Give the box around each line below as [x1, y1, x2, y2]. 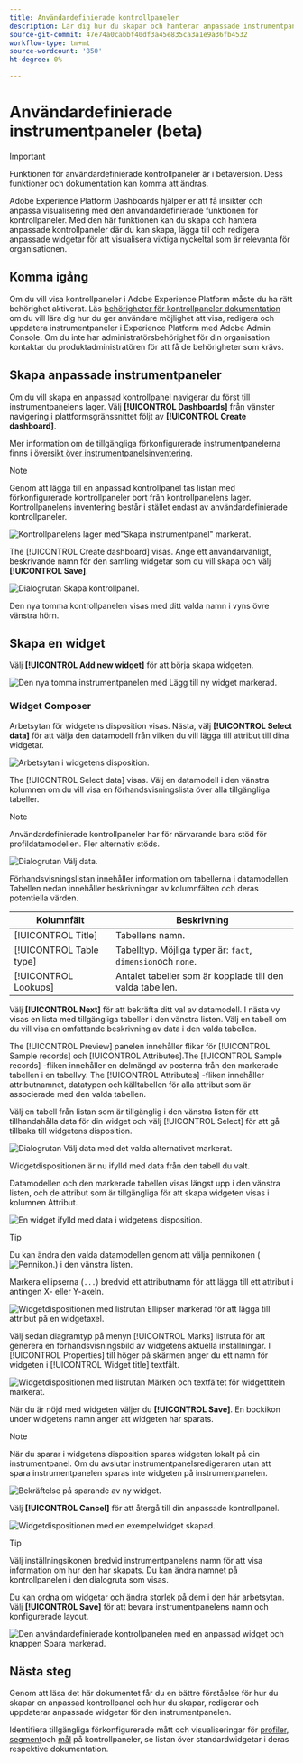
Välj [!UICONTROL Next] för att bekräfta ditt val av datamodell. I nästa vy [9, 1003, 280, 1015]
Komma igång [9, 270, 89, 285]
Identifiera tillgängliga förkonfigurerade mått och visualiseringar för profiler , [9, 1724, 289, 1735]
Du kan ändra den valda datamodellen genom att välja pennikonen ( [9, 1249, 261, 1260]
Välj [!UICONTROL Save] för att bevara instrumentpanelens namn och [9, 1601, 269, 1611]
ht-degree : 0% [9, 55, 63, 64]
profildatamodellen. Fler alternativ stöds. [9, 838, 161, 849]
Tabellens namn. [115, 928, 186, 941]
